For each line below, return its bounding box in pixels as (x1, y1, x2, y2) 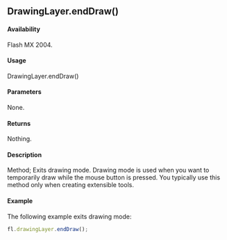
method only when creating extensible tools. (7, 181, 134, 189)
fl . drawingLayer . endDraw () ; (7, 225, 89, 232)
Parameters (7, 88, 42, 96)
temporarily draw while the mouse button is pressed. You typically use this (7, 173, 221, 182)
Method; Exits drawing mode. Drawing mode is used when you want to (7, 166, 210, 175)
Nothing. (7, 135, 33, 143)
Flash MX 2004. (7, 40, 53, 49)
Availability (7, 24, 40, 33)
